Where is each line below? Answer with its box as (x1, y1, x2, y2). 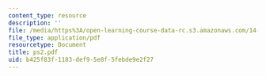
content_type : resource (8, 11, 87, 20)
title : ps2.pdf (8, 48, 59, 56)
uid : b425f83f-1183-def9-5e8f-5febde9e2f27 (8, 56, 154, 64)
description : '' (8, 19, 62, 27)
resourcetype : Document (8, 41, 87, 49)
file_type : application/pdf (8, 33, 101, 42)
